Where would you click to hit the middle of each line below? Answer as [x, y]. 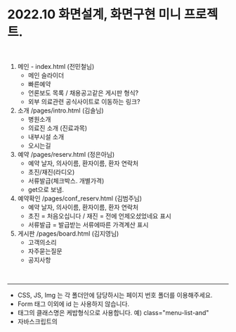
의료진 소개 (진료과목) [58, 128]
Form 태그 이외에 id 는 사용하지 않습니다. [73, 304]
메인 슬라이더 [46, 75]
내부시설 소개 [46, 136]
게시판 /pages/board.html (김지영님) [68, 234]
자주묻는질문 [45, 251]
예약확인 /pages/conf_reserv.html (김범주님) [80, 198]
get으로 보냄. [46, 189]
